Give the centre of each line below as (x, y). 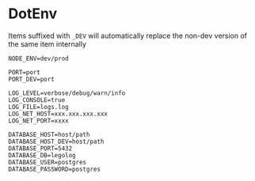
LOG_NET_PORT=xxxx (38, 121)
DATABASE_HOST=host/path (49, 134)
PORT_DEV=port (32, 79)
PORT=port (25, 72)
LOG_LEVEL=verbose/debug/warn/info (67, 93)
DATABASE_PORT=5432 (40, 148)
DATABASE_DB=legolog (42, 155)
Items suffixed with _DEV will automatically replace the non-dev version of (128, 36)
